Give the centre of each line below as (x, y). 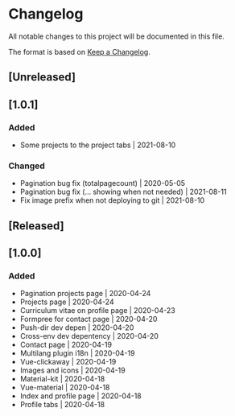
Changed (27, 166)
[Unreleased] (42, 77)
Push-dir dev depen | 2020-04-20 (77, 327)
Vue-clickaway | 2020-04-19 (68, 362)
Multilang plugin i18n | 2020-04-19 (77, 353)
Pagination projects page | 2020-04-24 (85, 294)
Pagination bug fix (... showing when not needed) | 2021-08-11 (123, 192)
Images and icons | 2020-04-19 (73, 370)
